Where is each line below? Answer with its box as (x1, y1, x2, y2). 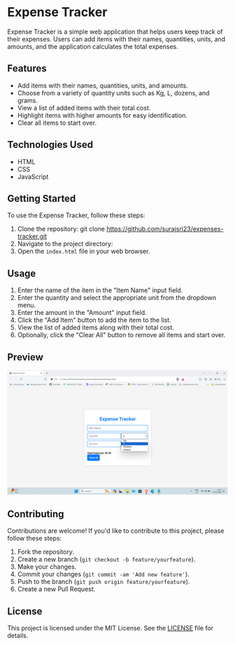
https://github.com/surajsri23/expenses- (106, 225, 224, 233)
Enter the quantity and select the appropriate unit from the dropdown (17, 294, 217, 302)
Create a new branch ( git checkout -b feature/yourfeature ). (17, 555, 196, 564)
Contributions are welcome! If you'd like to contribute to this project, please (7, 527, 225, 535)
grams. (17, 96, 38, 104)
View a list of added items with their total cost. (17, 103, 151, 112)
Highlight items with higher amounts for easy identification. (17, 111, 187, 119)
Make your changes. (17, 562, 77, 571)
